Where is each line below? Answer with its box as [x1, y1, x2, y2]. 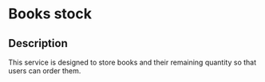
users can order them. [8, 66, 81, 76]
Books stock [8, 5, 92, 23]
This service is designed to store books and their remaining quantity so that [8, 57, 257, 67]
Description [8, 37, 68, 50]
